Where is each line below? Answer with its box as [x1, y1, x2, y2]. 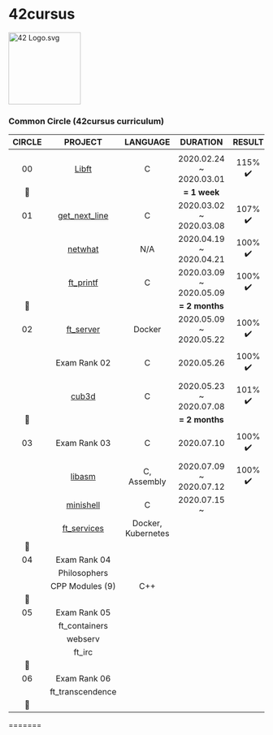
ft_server [66, 324, 100, 335]
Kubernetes [124, 528, 170, 539]
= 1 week [183, 187, 220, 198]
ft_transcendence [50, 686, 117, 698]
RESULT [232, 136, 264, 148]
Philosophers [58, 568, 108, 579]
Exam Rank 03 [55, 438, 111, 449]
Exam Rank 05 [55, 607, 111, 618]
